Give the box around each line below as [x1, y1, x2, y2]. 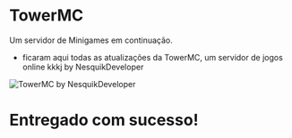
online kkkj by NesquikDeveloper [21, 61, 144, 72]
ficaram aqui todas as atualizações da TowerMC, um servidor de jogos [21, 52, 284, 62]
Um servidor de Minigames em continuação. [9, 35, 173, 45]
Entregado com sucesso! [9, 110, 199, 130]
